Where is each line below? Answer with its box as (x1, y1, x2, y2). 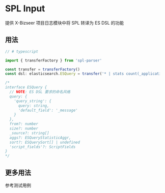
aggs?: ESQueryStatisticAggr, (9, 135, 71, 140)
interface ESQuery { (5, 85, 48, 90)
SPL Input (5, 3, 45, 14)
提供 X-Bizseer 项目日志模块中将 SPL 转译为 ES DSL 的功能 (5, 20, 124, 26)
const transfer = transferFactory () (5, 67, 80, 72)
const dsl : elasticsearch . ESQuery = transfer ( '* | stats (5, 71, 124, 76)
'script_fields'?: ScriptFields (9, 144, 76, 149)
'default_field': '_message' (18, 108, 78, 113)
